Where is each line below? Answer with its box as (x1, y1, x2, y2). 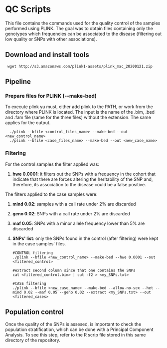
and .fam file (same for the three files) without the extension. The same (5, 114, 151, 121)
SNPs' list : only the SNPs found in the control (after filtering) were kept (12, 235, 159, 241)
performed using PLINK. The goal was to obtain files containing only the (5, 25, 153, 31)
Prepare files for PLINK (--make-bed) (5, 93, 97, 100)
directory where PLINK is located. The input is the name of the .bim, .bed (5, 109, 155, 115)
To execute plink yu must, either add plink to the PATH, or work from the (5, 104, 153, 110)
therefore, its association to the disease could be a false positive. (12, 181, 146, 187)
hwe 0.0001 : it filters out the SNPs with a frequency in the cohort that (12, 171, 156, 177)
